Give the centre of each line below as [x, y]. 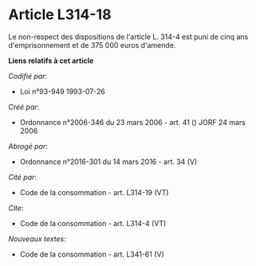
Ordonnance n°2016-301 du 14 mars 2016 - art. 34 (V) [108, 162]
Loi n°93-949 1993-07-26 [63, 91]
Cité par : [23, 177]
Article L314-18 [60, 15]
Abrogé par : [28, 146]
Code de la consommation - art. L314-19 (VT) [94, 192]
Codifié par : [28, 76]
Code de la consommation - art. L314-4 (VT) [93, 223]
